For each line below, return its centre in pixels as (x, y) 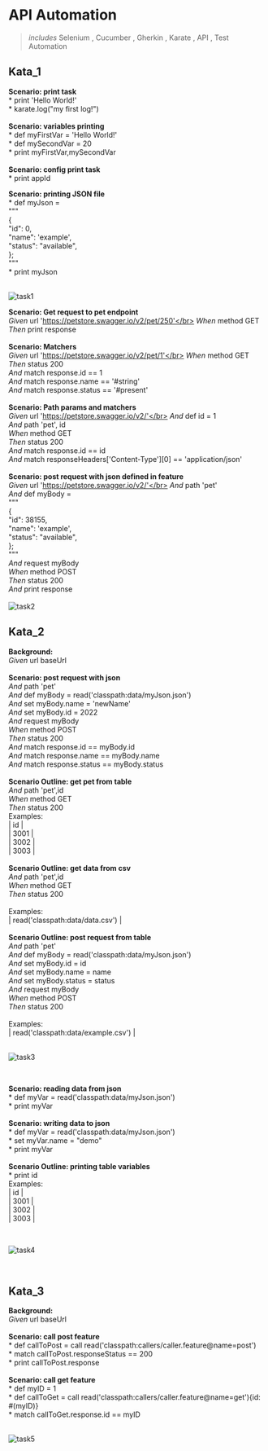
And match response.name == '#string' (74, 381)
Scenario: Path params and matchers (72, 407)
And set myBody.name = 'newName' (70, 703)
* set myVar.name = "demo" (55, 1140)
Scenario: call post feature (54, 1337)
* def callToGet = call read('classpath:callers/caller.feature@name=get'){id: (135, 1397)
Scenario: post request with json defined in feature (96, 476)
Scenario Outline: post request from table (80, 937)
